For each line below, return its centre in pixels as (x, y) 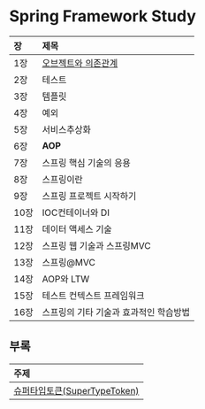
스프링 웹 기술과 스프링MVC (97, 245)
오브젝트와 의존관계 (80, 63)
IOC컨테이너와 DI (76, 212)
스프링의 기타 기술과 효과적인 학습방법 (116, 312)
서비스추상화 (66, 129)
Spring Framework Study (102, 16)
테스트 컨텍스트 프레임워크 (93, 296)
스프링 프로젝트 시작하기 (89, 196)
